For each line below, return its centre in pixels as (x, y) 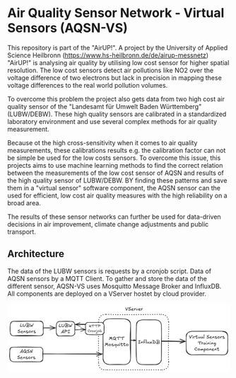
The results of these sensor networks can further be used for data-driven (114, 217)
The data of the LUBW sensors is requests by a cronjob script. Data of (110, 271)
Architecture (36, 254)
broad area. (24, 202)
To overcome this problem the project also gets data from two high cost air (116, 99)
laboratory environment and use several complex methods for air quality (112, 121)
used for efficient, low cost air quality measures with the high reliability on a (117, 195)
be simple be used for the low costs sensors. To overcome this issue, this (114, 158)
